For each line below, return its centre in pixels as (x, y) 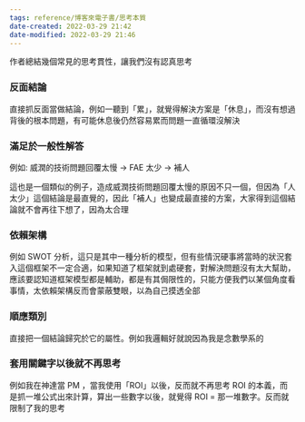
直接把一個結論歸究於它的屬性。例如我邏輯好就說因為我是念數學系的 (137, 338)
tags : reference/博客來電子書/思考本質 (78, 18)
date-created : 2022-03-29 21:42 (70, 26)
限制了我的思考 (37, 407)
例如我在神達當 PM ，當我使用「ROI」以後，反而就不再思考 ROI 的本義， (145, 385)
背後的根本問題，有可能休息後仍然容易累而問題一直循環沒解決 (125, 120)
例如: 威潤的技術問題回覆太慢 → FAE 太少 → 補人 (100, 167)
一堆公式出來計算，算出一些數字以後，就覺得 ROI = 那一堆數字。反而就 (157, 397)
